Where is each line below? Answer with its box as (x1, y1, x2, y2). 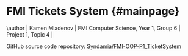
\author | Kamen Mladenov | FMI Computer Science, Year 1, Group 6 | (6, 24, 181, 32)
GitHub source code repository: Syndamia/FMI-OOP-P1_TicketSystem (6, 43, 182, 50)
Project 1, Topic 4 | (6, 30, 53, 38)
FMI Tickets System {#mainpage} (6, 4, 180, 18)
